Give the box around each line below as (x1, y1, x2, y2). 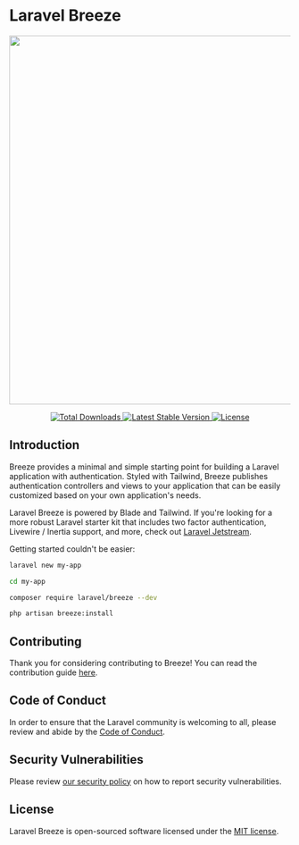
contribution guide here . (9, 667, 98, 678)
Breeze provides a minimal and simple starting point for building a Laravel (9, 461, 279, 472)
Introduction (9, 437, 80, 452)
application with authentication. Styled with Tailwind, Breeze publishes (9, 470, 269, 481)
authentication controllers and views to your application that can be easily (9, 480, 281, 491)
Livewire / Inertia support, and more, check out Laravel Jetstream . (9, 526, 253, 537)
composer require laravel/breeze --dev (9, 593, 158, 602)
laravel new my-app (9, 561, 82, 570)
